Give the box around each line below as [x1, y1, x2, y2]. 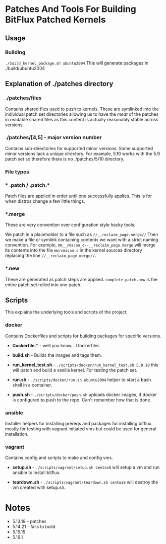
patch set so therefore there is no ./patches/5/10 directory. [5, 155, 125, 162]
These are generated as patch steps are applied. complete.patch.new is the [5, 276, 158, 282]
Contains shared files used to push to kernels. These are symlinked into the [5, 106, 159, 112]
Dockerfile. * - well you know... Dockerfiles [12, 342, 100, 348]
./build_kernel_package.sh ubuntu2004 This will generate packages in [5, 60, 149, 66]
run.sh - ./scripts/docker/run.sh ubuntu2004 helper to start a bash [12, 377, 151, 383]
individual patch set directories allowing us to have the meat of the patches [5, 111, 159, 117]
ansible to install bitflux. [12, 469, 61, 475]
